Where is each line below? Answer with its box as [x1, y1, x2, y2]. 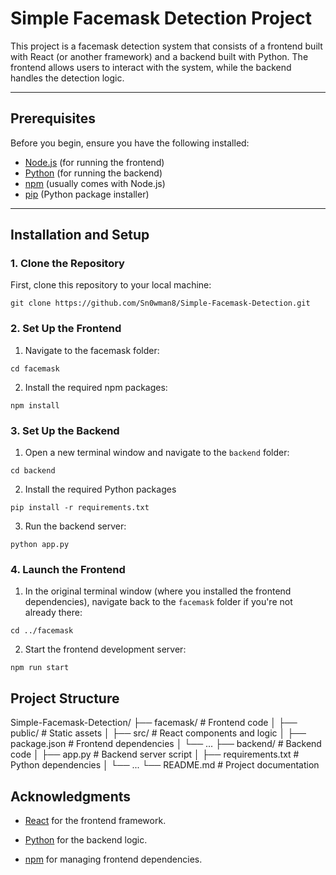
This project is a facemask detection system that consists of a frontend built [10, 40, 323, 52]
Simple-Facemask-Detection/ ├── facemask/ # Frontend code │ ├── [10, 717, 298, 729]
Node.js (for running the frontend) [24, 156, 165, 168]
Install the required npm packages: [24, 381, 168, 393]
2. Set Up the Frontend [10, 322, 122, 336]
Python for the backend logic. [24, 833, 148, 846]
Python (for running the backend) [24, 167, 163, 179]
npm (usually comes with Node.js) [24, 177, 166, 189]
